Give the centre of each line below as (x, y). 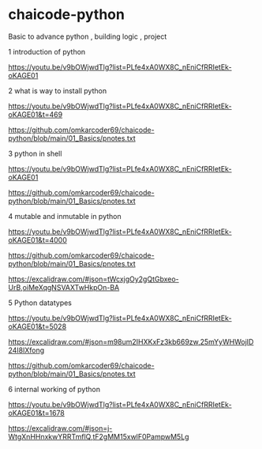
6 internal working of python (54, 389)
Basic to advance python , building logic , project (88, 36)
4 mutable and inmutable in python (65, 216)
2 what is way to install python (58, 91)
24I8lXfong (26, 350)
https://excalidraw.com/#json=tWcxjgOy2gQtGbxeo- (94, 279)
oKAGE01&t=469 (36, 114)
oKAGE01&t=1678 (36, 413)
